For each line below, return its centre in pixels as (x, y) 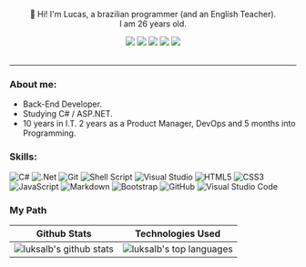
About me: (33, 84)
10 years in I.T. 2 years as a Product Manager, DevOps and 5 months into (159, 124)
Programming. (49, 133)
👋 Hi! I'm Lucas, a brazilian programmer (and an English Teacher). (153, 14)
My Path (28, 210)
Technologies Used (178, 233)
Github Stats (64, 233)
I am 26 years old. (153, 24)
